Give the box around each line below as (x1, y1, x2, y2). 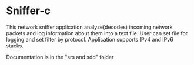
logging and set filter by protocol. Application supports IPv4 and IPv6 (6, 36, 173, 43)
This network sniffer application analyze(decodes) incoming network (6, 23, 173, 30)
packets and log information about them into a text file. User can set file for (6, 29, 188, 36)
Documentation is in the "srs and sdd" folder (6, 53, 114, 60)
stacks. (6, 42, 24, 49)
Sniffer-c (6, 4, 51, 18)
